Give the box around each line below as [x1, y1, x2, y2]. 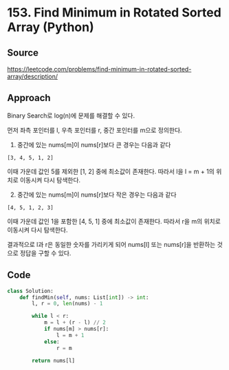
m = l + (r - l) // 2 [43, 319, 107, 326]
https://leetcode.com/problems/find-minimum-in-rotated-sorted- [7, 65, 192, 73]
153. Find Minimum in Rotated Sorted [7, 5, 221, 21]
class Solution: [7, 287, 54, 294]
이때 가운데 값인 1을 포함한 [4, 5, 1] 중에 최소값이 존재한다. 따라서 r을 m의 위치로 [7, 217, 221, 225]
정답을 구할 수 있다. [19, 249, 72, 257]
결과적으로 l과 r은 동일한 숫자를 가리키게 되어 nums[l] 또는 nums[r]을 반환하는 [7, 240, 216, 248]
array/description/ [7, 72, 58, 80]
